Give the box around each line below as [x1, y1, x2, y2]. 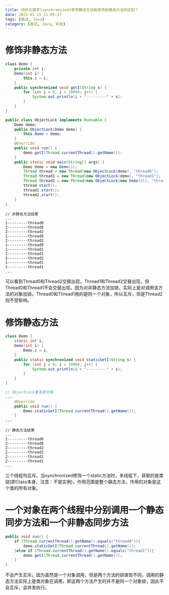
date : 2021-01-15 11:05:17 [5, 12, 62, 17]
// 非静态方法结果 [5, 212, 39, 217]
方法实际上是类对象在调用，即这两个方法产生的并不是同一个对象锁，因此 [9, 578, 159, 584]
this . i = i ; [23, 76, 49, 81]
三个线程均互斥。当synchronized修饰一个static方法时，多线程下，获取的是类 [5, 473, 164, 479]
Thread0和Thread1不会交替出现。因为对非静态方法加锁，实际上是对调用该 [5, 285, 158, 291]
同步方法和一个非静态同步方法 [5, 517, 129, 529]
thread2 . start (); [23, 192, 59, 197]
